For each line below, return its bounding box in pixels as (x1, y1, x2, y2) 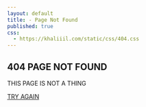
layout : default (7, 10, 53, 17)
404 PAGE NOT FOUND (7, 61, 108, 73)
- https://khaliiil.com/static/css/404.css (13, 36, 139, 43)
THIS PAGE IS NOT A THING (7, 79, 87, 87)
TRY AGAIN (7, 92, 40, 100)
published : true (7, 23, 53, 29)
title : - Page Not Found (7, 16, 78, 23)
